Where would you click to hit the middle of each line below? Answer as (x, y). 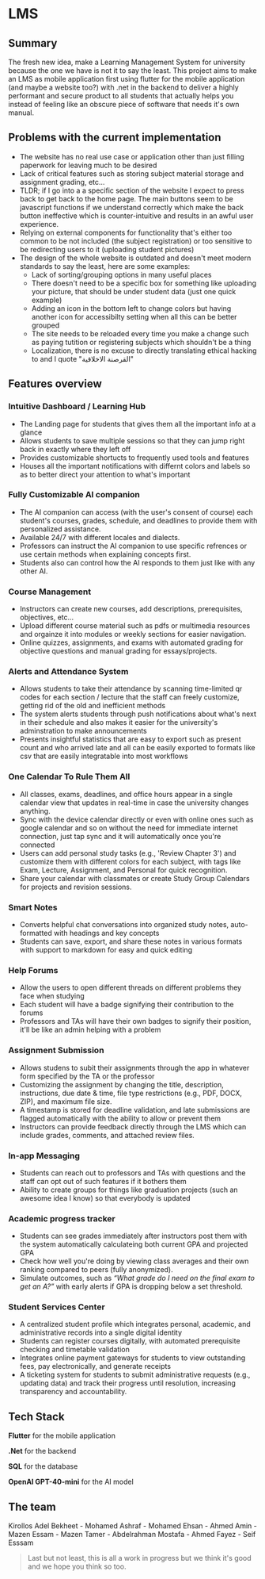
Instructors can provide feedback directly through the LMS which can (133, 1126)
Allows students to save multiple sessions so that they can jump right (132, 440)
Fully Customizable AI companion (74, 495)
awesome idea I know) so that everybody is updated (105, 1198)
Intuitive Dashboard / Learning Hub (77, 407)
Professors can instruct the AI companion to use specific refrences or (133, 546)
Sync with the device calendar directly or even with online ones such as (136, 819)
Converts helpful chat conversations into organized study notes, (124, 924)
